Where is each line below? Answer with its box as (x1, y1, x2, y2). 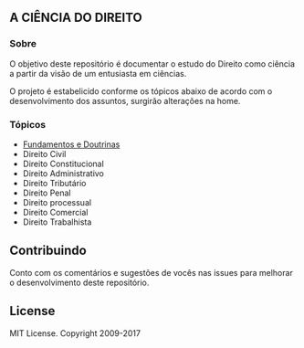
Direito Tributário (22, 177, 87, 188)
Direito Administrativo (22, 167, 105, 179)
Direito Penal (22, 187, 71, 198)
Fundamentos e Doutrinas (22, 139, 121, 150)
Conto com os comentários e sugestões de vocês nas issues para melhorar (9, 267, 294, 278)
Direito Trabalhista (22, 216, 92, 227)
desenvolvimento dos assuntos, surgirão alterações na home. (9, 95, 241, 106)
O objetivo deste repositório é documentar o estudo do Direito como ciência (9, 58, 295, 69)
